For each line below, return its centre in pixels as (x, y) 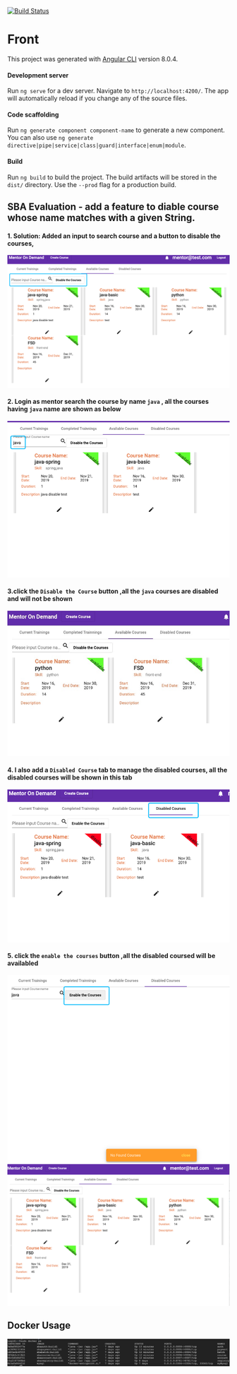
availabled (23, 963)
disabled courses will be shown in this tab (70, 777)
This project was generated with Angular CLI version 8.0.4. (93, 59)
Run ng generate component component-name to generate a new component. (116, 130)
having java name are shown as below (64, 409)
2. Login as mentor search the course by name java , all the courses (108, 402)
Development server (38, 75)
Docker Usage (39, 1326)
